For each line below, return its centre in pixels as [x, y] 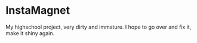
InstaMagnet [38, 10]
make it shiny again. [30, 33]
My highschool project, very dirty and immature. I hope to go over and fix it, [98, 27]
